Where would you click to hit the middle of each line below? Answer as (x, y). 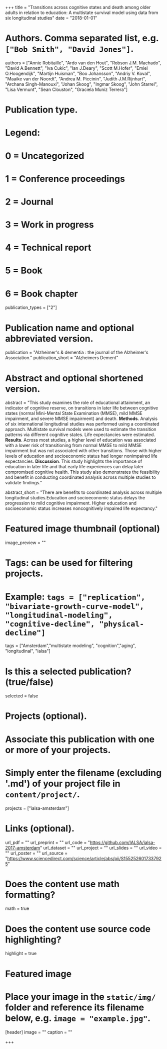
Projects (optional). (46, 716)
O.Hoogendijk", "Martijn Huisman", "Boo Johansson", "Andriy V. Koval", (78, 73)
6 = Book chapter (42, 294)
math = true (17, 908)
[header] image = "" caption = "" (39, 1032)
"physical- (122, 624)
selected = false (22, 696)
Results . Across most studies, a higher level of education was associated (81, 440)
